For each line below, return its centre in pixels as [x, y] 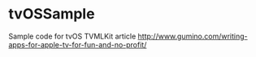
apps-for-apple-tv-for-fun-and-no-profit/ [78, 44]
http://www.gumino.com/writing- [193, 36]
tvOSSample [52, 14]
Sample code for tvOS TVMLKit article [72, 36]
